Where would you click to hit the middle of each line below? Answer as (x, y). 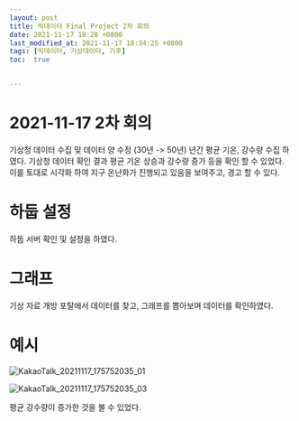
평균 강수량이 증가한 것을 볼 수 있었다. (75, 407)
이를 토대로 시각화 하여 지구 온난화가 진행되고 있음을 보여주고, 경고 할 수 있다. (145, 172)
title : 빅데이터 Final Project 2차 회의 (80, 26)
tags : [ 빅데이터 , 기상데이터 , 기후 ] (68, 51)
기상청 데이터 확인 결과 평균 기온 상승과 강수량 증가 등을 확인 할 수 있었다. (157, 161)
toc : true (30, 60)
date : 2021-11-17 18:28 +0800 (66, 34)
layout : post (34, 18)
